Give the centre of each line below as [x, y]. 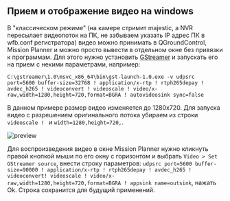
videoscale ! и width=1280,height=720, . [65, 122]
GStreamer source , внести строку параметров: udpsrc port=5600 [100, 163]
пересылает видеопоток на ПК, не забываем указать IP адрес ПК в [106, 35]
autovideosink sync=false [167, 95]
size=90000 [23, 170]
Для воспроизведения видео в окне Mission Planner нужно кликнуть [108, 149]
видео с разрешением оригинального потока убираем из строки [103, 115]
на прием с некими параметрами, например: [74, 64]
